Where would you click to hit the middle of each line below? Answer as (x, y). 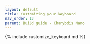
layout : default (22, 9)
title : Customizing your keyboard (41, 14)
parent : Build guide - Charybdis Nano (45, 23)
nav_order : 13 (20, 18)
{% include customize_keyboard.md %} (45, 37)
